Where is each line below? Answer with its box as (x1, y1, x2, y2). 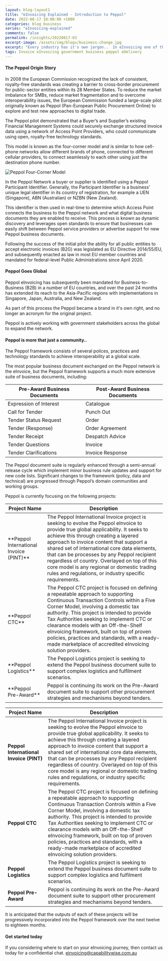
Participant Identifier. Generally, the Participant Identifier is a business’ (5, 184, 150, 190)
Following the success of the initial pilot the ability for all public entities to (5, 241, 156, 247)
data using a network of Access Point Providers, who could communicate (5, 128, 156, 134)
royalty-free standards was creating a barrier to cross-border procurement (5, 81, 159, 87)
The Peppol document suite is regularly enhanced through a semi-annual (5, 462, 156, 468)
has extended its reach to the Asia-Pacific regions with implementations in (5, 290, 158, 296)
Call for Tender (7, 409, 43, 416)
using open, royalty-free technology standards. (5, 133, 102, 139)
